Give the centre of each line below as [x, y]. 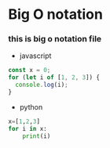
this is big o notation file [55, 39]
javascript [35, 56]
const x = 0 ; [29, 70]
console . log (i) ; [42, 85]
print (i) [37, 136]
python [31, 106]
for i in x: [27, 128]
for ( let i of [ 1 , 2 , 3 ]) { [54, 78]
